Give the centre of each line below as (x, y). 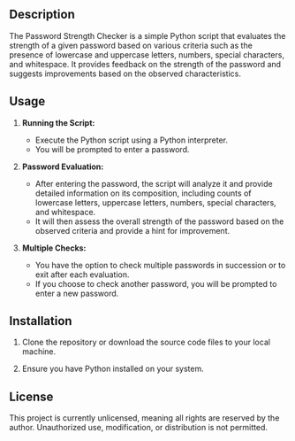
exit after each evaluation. (82, 275)
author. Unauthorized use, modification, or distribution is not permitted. (138, 428)
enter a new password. (77, 293)
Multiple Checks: (54, 248)
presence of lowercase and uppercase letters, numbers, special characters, (147, 54)
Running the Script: (58, 122)
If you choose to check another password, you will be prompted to (156, 283)
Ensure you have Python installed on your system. (113, 369)
